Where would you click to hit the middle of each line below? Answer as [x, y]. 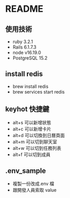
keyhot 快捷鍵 [27, 109]
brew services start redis [39, 92]
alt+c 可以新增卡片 [32, 129]
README [24, 9]
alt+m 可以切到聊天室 [35, 142]
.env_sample [26, 171]
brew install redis [30, 86]
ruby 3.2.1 [23, 42]
